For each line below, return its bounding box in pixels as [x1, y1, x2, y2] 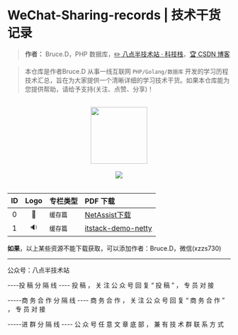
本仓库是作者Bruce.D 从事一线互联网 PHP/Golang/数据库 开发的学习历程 [24, 67, 229, 75]
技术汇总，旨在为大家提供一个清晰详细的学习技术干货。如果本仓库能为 [24, 76, 230, 84]
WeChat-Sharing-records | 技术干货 [7, 7, 221, 23]
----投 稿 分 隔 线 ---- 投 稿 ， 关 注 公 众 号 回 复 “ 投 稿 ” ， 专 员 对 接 [7, 280, 215, 289]
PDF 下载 [84, 196, 115, 206]
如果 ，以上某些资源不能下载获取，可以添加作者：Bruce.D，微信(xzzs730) [7, 243, 222, 253]
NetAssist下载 [84, 209, 131, 219]
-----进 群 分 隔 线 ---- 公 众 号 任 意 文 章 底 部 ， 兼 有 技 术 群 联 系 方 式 [7, 319, 225, 328]
